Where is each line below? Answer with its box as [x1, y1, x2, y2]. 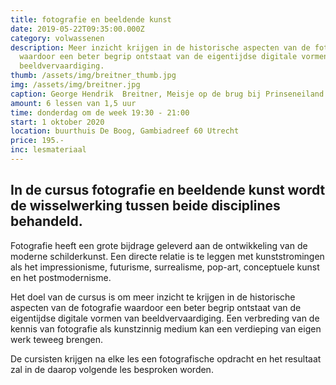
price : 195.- [10, 136, 65, 146]
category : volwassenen [10, 33, 105, 43]
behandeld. [10, 213, 83, 230]
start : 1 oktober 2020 [10, 117, 105, 127]
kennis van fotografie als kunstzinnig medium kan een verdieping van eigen [10, 322, 322, 335]
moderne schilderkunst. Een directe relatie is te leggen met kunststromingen [10, 250, 325, 262]
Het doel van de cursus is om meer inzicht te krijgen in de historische [10, 291, 296, 303]
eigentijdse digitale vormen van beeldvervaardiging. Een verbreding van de [10, 312, 320, 324]
